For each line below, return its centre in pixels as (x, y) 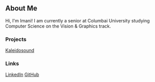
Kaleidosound (20, 50)
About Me (21, 8)
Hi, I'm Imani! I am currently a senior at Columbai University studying (77, 20)
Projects (16, 39)
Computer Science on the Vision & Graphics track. (58, 26)
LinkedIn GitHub (22, 75)
